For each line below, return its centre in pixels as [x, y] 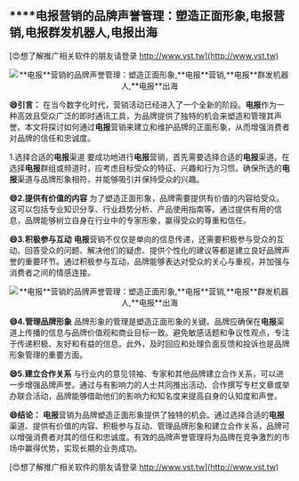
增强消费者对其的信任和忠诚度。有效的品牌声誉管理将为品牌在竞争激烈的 [149, 437]
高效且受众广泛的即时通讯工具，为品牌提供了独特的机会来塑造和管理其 [145, 116]
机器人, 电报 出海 [115, 32]
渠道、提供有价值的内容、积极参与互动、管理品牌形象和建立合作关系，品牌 [145, 426]
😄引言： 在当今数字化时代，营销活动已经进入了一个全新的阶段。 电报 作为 [143, 104]
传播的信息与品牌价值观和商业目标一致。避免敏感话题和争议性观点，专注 [157, 333]
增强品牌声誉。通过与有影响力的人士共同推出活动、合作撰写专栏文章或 [153, 384]
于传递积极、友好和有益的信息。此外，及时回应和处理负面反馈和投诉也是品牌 [149, 343]
